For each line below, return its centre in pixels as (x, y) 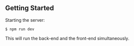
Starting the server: (25, 20)
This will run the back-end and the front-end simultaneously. (67, 38)
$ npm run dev (20, 29)
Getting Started (30, 8)
